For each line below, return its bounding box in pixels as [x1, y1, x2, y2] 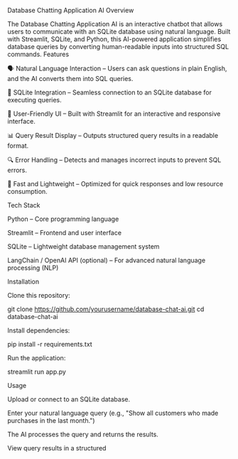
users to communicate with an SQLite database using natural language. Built [7, 28, 231, 36]
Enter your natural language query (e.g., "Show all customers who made [7, 409, 219, 417]
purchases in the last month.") [7, 416, 95, 425]
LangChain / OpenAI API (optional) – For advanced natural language [7, 256, 206, 264]
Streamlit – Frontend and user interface [7, 229, 122, 237]
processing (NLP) [7, 264, 59, 272]
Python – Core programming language [7, 215, 119, 223]
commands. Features [7, 50, 70, 58]
